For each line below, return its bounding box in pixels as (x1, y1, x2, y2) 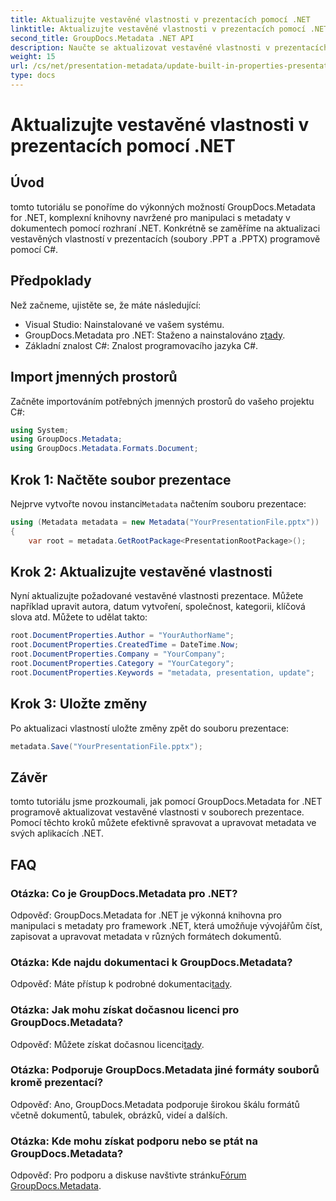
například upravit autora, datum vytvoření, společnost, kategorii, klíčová (10, 601, 306, 613)
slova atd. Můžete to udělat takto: (10, 611, 148, 623)
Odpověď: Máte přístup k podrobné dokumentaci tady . (10, 978, 233, 990)
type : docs (10, 71, 56, 81)
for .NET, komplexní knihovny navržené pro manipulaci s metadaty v (10, 211, 291, 223)
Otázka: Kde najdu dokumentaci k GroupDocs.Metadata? (10, 955, 293, 969)
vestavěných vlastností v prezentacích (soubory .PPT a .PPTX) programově (10, 232, 321, 245)
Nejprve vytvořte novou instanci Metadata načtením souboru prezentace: (10, 497, 307, 510)
